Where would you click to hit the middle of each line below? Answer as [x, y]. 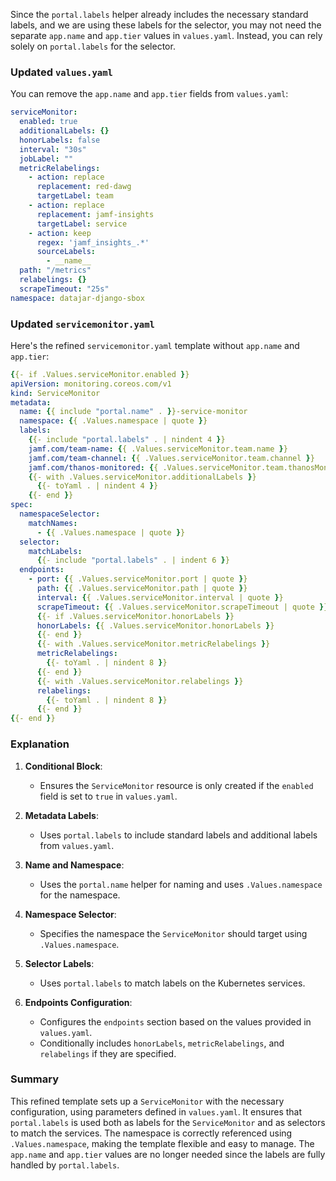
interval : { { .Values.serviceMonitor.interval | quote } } [160, 597]
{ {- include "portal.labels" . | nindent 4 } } [127, 440]
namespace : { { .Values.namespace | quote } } [113, 421]
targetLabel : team [75, 196]
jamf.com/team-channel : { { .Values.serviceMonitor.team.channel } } [171, 458]
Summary [35, 1079]
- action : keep [60, 233]
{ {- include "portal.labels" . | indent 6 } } [133, 560]
